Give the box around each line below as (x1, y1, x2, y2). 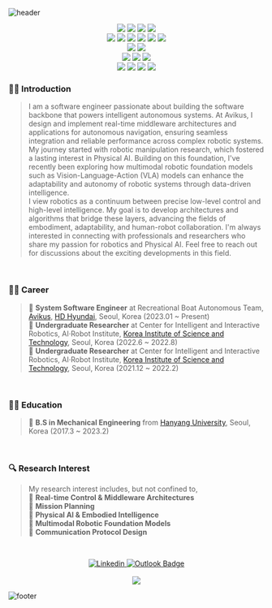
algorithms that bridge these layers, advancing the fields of (28, 213, 227, 223)
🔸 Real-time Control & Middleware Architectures (28, 493, 195, 502)
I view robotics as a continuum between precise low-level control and (28, 196, 261, 206)
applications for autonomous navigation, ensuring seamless (28, 127, 228, 137)
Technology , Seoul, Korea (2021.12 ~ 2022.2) (28, 363, 179, 373)
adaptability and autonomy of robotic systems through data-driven (28, 179, 252, 189)
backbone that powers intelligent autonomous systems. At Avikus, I (28, 110, 253, 120)
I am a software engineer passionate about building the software (28, 101, 244, 111)
